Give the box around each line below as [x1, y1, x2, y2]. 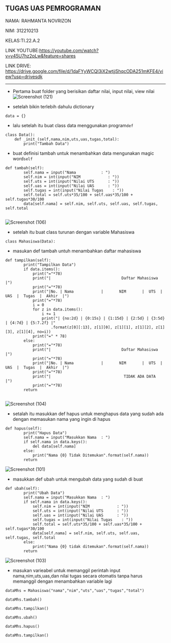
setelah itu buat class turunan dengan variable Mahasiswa [12, 229, 135, 235]
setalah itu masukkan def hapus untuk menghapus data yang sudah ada [12, 411, 164, 417]
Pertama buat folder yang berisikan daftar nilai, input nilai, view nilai [12, 88, 155, 94]
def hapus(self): [5, 426, 42, 431]
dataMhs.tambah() [5, 597, 42, 602]
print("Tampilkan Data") [23, 262, 76, 267]
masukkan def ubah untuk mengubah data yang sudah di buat [12, 476, 144, 482]
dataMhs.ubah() [5, 615, 38, 620]
